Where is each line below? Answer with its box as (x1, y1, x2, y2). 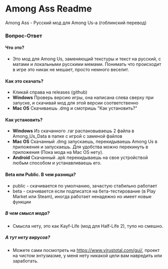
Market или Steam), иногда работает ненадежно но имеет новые (12, 193, 152, 199)
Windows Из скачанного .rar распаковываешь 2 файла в (12, 128, 134, 134)
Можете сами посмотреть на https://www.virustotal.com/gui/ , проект (12, 247, 160, 253)
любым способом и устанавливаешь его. (12, 160, 102, 166)
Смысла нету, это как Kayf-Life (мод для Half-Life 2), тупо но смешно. (12, 223, 163, 229)
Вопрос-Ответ (5, 32, 43, 39)
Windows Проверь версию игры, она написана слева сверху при (12, 95, 154, 101)
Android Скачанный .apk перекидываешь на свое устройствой (12, 154, 148, 161)
